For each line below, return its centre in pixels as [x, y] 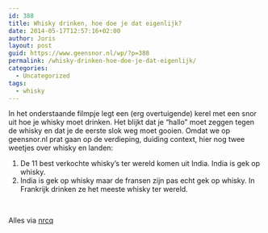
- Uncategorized [43, 76]
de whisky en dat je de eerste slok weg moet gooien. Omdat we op [119, 131]
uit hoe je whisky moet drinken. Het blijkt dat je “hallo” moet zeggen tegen [132, 123]
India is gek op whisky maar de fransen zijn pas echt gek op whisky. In [138, 181]
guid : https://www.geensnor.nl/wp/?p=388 [79, 53]
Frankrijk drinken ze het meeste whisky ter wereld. [104, 189]
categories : [28, 69]
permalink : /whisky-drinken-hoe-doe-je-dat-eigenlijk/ [103, 61]
